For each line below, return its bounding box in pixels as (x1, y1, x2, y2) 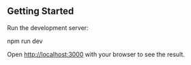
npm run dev (7, 37, 43, 45)
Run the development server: (7, 23, 89, 31)
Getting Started (7, 5, 74, 17)
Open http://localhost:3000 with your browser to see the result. (7, 50, 186, 58)
